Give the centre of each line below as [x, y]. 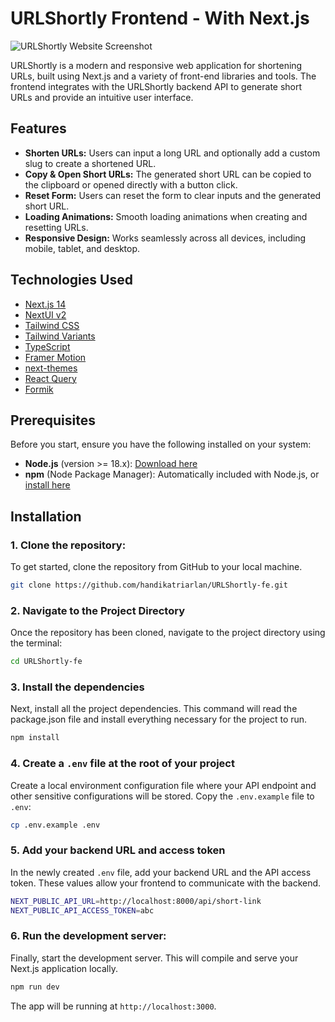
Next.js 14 [45, 304]
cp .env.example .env [55, 825]
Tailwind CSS [52, 325]
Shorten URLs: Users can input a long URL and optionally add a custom [172, 153]
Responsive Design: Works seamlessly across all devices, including [165, 238]
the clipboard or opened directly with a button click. [131, 184]
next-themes [51, 368]
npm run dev [35, 987]
